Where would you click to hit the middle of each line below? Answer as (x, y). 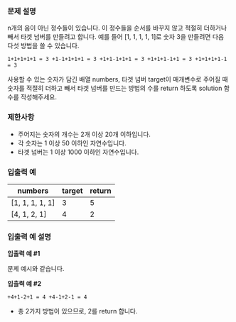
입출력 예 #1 (24, 254)
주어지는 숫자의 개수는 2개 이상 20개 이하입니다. (84, 134)
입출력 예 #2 (25, 284)
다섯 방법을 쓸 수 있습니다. (43, 46)
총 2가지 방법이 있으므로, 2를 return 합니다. (77, 311)
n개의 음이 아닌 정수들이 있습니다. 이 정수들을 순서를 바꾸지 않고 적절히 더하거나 (117, 28)
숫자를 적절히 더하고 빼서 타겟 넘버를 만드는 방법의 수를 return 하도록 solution (115, 88)
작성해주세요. (39, 97)
